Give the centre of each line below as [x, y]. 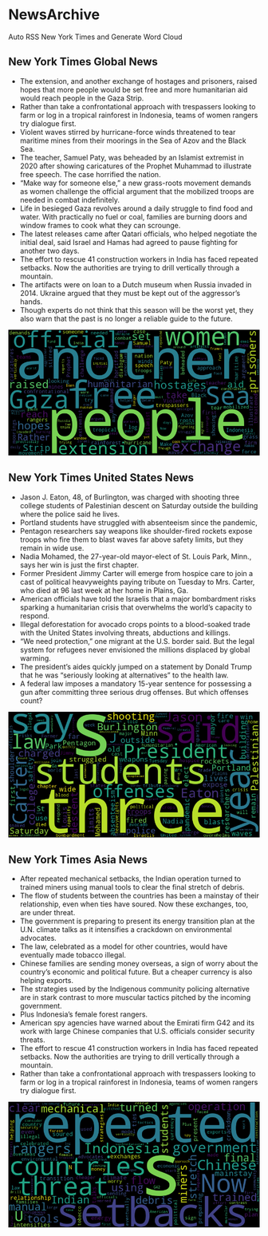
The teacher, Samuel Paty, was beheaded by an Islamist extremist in [132, 157]
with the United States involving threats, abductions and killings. [125, 633]
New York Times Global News [83, 62]
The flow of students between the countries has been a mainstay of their [139, 896]
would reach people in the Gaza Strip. [82, 98]
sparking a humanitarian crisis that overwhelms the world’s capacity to [136, 607]
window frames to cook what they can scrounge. [100, 225]
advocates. [38, 938]
